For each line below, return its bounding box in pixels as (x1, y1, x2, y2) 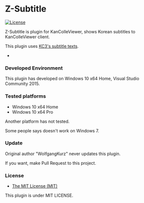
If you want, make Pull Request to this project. (5, 160, 97, 166)
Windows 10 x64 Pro (12, 109, 53, 115)
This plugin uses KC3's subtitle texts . (5, 43, 79, 49)
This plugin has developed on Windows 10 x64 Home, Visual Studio (5, 76, 139, 82)
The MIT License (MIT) (12, 183, 58, 189)
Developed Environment (5, 64, 63, 71)
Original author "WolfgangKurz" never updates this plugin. (5, 151, 121, 157)
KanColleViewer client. (5, 34, 50, 40)
